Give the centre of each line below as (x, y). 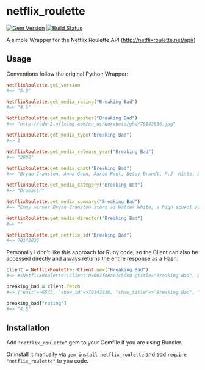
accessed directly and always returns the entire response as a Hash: (92, 259)
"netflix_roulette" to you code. (47, 361)
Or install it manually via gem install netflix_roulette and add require (97, 354)
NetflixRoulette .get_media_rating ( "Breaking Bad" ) (72, 102)
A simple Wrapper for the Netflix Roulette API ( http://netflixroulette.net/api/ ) (101, 40)
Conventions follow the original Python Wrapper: (67, 74)
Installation (28, 328)
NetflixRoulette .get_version (43, 85)
